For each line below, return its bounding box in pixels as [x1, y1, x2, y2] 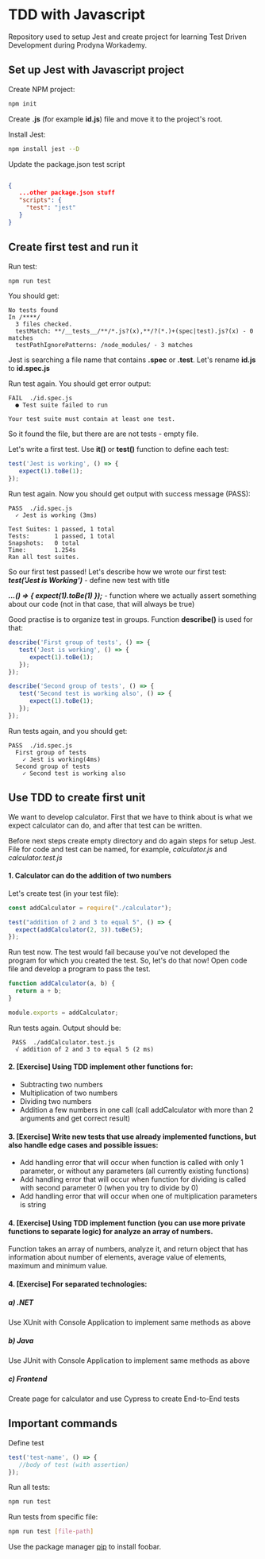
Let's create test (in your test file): [8, 888, 119, 898]
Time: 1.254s [8, 546, 77, 554]
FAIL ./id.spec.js [8, 395, 73, 403]
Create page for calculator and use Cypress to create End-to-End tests [8, 1394, 240, 1403]
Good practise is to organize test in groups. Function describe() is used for [8, 615, 253, 624]
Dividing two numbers [19, 1097, 92, 1106]
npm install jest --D [8, 145, 80, 152]
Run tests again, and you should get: [8, 726, 128, 735]
